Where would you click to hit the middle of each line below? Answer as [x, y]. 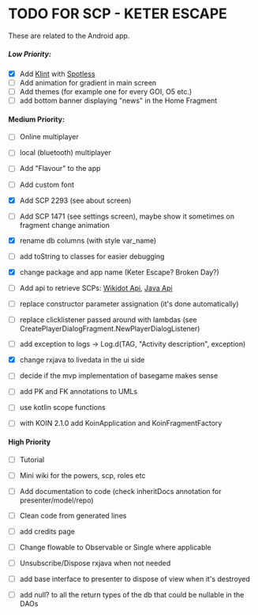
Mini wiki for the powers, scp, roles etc [82, 475]
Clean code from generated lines [73, 515]
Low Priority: [30, 54]
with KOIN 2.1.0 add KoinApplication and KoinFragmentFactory [121, 423]
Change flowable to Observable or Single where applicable [115, 547]
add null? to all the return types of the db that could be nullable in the [132, 595]
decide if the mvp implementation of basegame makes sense [119, 376]
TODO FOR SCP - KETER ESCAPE [118, 14]
